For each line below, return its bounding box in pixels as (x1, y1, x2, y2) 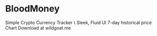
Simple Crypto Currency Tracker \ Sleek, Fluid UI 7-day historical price (5, 19, 152, 25)
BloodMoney (5, 3, 60, 14)
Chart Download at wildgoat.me (5, 24, 71, 30)
